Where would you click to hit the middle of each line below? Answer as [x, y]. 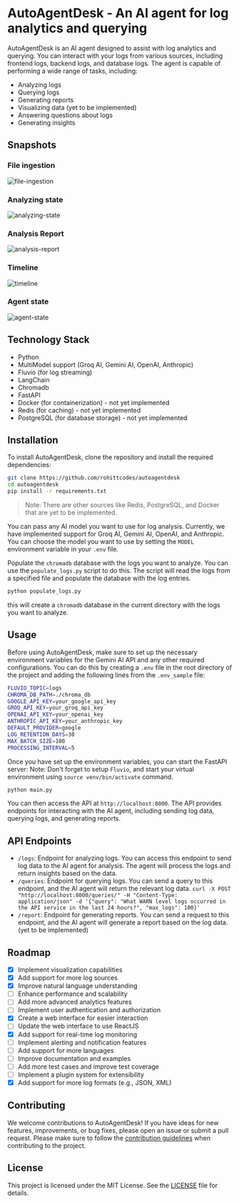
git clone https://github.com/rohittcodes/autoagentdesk [94, 478]
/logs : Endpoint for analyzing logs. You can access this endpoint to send [124, 858]
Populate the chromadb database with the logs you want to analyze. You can [118, 563]
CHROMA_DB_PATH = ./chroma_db [49, 694]
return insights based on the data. [67, 874]
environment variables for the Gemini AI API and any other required [106, 659]
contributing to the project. [47, 1145]
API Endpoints [40, 841]
